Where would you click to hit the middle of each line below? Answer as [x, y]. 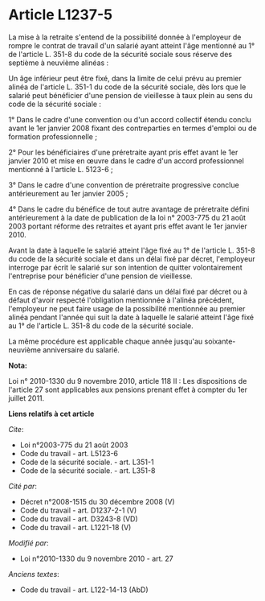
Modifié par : [29, 543]
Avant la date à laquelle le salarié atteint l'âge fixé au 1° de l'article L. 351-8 [132, 250]
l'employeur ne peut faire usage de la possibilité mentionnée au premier [127, 308]
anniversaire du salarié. [82, 350]
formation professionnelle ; [53, 136]
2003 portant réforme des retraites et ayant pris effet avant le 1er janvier [128, 226]
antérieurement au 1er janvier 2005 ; [68, 193]
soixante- [220, 341]
